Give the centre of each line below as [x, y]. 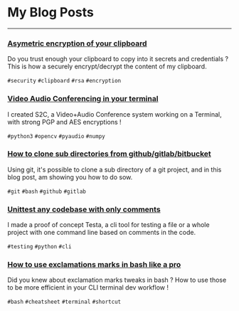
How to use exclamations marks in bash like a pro [94, 265]
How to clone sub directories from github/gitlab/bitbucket [109, 154]
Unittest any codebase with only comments [84, 209]
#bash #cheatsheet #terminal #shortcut [64, 302]
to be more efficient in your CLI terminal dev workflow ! [88, 288]
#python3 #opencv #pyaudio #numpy [56, 136]
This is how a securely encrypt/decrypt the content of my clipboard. [107, 67]
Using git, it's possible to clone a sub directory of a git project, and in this [115, 169]
